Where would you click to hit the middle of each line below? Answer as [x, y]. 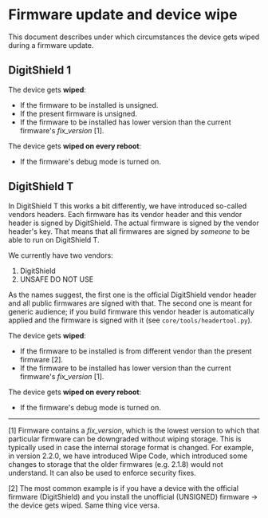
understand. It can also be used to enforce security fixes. [102, 473]
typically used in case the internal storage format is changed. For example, [131, 447]
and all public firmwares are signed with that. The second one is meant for [130, 303]
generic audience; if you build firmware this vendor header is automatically [132, 311]
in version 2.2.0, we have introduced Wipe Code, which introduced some [128, 456]
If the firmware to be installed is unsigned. [89, 105]
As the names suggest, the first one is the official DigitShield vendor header [132, 295]
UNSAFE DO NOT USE [57, 279]
